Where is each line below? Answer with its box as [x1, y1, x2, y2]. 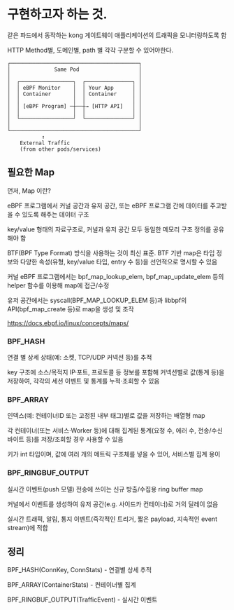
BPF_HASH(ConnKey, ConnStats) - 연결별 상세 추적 [7, 566, 152, 574]
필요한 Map [7, 166, 54, 179]
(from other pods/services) [20, 145, 101, 153]
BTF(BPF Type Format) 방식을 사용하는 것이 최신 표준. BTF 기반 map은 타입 [7, 248, 215, 257]
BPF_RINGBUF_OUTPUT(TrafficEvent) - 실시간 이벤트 [7, 595, 158, 604]
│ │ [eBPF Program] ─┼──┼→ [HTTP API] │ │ [7, 102, 142, 109]
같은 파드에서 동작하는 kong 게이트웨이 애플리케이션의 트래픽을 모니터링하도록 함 [7, 31, 227, 39]
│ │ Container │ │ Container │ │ [7, 90, 142, 97]
